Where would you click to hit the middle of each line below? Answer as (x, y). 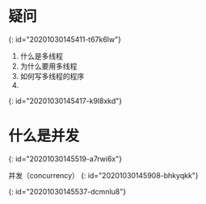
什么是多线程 (41, 56)
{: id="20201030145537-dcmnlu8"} (67, 191)
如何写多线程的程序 (52, 76)
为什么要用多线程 (48, 66)
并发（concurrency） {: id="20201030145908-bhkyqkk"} (104, 175)
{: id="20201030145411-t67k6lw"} (65, 39)
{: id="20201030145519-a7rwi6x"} (65, 159)
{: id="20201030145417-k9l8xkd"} (65, 101)
